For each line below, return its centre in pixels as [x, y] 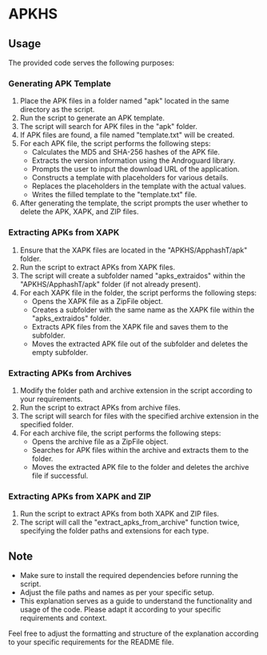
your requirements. [51, 398]
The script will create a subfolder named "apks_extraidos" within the [132, 275]
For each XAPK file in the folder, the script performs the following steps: [138, 293]
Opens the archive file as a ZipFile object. [100, 441]
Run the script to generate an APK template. [92, 118]
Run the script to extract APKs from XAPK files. [98, 267]
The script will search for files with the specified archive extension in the [139, 416]
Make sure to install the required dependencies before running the [129, 575]
